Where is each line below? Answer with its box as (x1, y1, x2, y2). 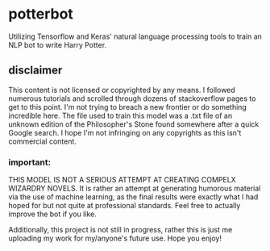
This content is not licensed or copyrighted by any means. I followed (8, 85, 235, 94)
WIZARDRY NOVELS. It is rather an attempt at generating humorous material (8, 183, 261, 194)
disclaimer (8, 64, 63, 77)
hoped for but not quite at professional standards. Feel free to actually (8, 201, 241, 211)
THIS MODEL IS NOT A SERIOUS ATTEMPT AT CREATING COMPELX (8, 175, 236, 185)
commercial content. (8, 136, 77, 146)
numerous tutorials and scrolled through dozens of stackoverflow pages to (8, 94, 256, 103)
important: (8, 157, 51, 168)
